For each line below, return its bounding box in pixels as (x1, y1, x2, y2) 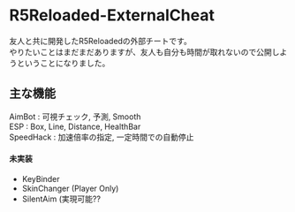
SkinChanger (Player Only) (21, 183, 119, 193)
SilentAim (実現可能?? (21, 193, 102, 204)
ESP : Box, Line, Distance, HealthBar (9, 121, 141, 132)
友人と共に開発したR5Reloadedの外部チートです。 (9, 35, 192, 46)
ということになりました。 (16, 57, 110, 68)
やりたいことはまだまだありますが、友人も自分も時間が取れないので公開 (9, 46, 272, 57)
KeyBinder (21, 173, 60, 184)
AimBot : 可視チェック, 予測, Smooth (9, 111, 141, 122)
